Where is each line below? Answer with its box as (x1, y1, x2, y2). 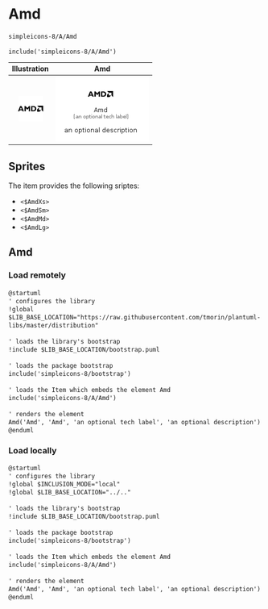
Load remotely (8, 269, 67, 281)
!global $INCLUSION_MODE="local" (8, 480, 121, 488)
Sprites (8, 159, 46, 173)
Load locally (8, 444, 57, 456)
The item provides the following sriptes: (8, 181, 140, 190)
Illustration (11, 64, 50, 73)
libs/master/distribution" (8, 321, 99, 329)
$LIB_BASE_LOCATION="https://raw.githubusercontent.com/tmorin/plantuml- (8, 313, 262, 321)
